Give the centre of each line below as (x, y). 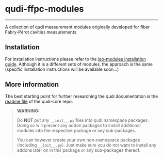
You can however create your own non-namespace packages (78, 140)
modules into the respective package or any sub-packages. (76, 130)
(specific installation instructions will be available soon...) (62, 69)
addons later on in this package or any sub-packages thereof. (79, 150)
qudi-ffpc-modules (44, 9)
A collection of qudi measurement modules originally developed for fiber (77, 27)
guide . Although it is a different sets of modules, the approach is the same (79, 64)
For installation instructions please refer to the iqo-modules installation (75, 59)
